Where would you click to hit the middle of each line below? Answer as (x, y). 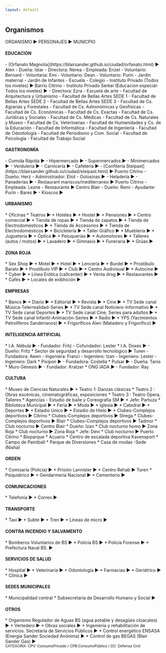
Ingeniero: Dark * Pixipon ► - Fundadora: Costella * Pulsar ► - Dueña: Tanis (83, 362)
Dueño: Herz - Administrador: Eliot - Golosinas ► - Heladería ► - (72, 177)
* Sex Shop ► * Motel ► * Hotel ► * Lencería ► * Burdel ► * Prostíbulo (80, 264)
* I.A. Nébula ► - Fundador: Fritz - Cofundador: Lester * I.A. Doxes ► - (78, 346)
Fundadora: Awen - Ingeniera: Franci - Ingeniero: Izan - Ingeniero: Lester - (81, 356)
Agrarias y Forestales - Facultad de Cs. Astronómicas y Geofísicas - (75, 106)
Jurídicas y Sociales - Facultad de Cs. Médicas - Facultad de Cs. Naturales (82, 117)
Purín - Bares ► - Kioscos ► (34, 192)
